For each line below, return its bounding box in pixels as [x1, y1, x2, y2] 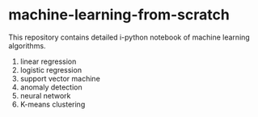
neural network [19, 90, 71, 100]
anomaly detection [19, 82, 82, 92]
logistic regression [19, 65, 82, 74]
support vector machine [19, 73, 101, 83]
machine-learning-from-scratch [8, 6, 231, 24]
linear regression [19, 56, 77, 66]
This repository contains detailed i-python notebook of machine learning [8, 32, 251, 42]
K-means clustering [19, 99, 86, 109]
